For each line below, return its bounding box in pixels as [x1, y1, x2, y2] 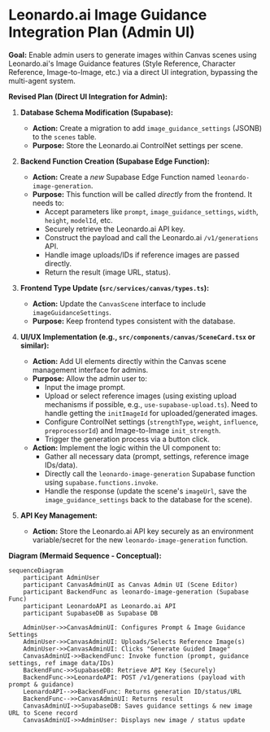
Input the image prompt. [44, 382, 126, 392]
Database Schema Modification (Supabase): [20, 107, 173, 117]
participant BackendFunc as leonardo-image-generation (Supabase [23, 588, 250, 596]
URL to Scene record [8, 708, 79, 717]
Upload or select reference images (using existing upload [44, 391, 237, 401]
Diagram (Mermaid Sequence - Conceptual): [8, 550, 162, 560]
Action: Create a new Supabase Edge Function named [32, 172, 216, 182]
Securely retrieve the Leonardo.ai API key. [44, 224, 185, 234]
